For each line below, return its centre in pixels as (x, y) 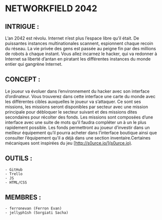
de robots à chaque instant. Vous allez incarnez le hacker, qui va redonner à (81, 54)
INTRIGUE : (22, 27)
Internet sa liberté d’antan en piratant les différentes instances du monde (78, 59)
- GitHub (14, 170)
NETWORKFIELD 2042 (51, 9)
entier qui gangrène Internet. (34, 64)
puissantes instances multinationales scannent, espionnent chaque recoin (79, 43)
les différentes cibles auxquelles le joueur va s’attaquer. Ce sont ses (73, 101)
